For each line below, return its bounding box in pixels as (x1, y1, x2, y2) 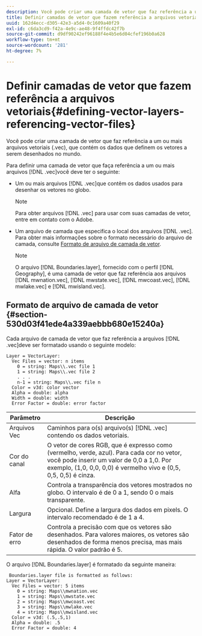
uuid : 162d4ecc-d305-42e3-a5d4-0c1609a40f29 (6, 20, 120, 26)
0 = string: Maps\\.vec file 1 (17, 363, 96, 370)
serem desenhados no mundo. (6, 150, 82, 157)
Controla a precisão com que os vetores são (47, 522, 172, 531)
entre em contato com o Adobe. (14, 216, 94, 223)
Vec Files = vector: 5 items (11, 582, 85, 589)
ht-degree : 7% (6, 48, 42, 54)
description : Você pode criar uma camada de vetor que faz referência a (6, 8, 192, 15)
